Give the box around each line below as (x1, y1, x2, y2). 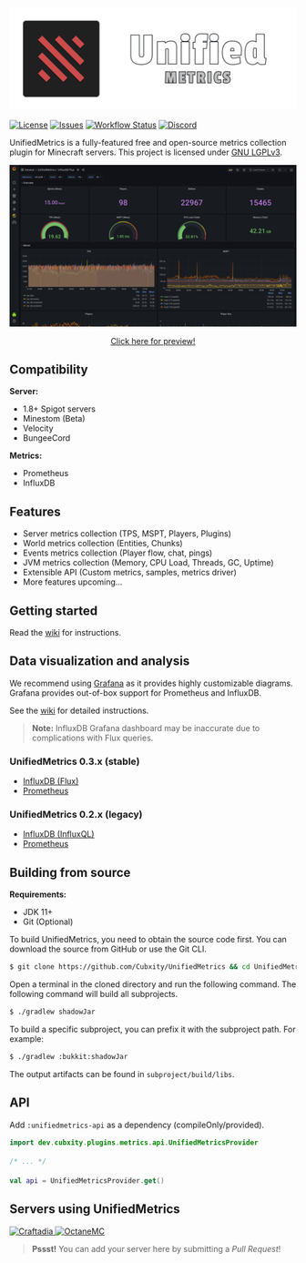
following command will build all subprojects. (9, 989, 178, 1000)
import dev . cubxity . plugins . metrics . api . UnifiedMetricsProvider (9, 1137, 259, 1147)
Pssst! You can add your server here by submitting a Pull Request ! (31, 1243, 281, 1254)
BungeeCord (22, 433, 71, 443)
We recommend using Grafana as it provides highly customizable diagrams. (9, 677, 293, 688)
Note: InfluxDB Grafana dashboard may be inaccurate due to (31, 722, 260, 733)
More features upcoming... (22, 576, 123, 587)
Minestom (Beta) (22, 413, 86, 424)
